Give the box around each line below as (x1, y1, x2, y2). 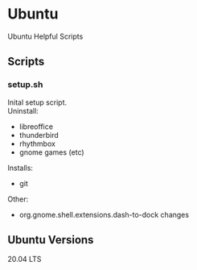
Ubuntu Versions (7, 233, 94, 247)
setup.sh (7, 79, 43, 90)
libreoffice (18, 122, 54, 131)
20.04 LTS (7, 255, 42, 264)
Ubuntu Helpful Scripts (7, 31, 84, 41)
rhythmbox (18, 139, 55, 148)
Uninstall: (7, 106, 39, 115)
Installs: (7, 163, 34, 172)
